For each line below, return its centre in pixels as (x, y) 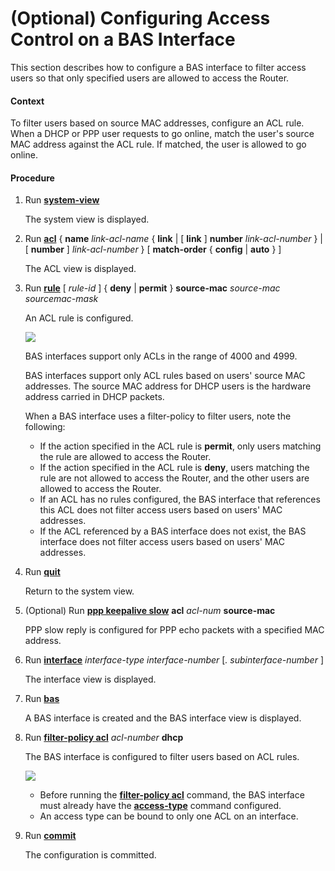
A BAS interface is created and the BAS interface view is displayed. (163, 718)
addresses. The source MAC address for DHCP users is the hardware (168, 386)
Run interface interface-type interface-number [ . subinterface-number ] (174, 660)
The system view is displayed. (87, 219)
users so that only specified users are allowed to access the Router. (150, 78)
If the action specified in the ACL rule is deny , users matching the (174, 468)
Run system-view (62, 200)
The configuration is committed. (90, 855)
